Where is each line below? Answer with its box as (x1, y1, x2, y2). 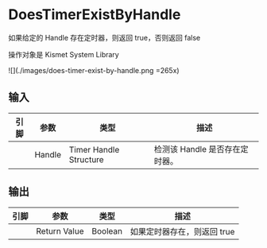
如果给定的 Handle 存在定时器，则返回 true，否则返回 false (8, 33, 201, 42)
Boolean (91, 225, 123, 236)
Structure (68, 153, 105, 165)
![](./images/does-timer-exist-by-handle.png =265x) (8, 65, 180, 75)
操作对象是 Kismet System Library (8, 49, 119, 59)
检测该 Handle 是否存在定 (153, 143, 249, 154)
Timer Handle (68, 144, 120, 155)
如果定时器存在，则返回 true (130, 226, 235, 237)
